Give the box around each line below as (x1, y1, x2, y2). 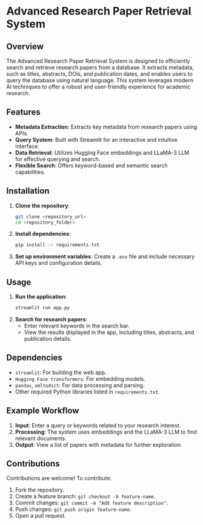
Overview (6, 41, 44, 52)
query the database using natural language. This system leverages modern (6, 77, 194, 84)
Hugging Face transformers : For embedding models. (15, 375, 145, 383)
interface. (15, 142, 39, 150)
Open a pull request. (15, 512, 67, 520)
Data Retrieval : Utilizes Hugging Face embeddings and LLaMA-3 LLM (15, 149, 190, 156)
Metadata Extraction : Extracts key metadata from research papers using (15, 123, 198, 130)
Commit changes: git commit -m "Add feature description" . (15, 499, 168, 507)
